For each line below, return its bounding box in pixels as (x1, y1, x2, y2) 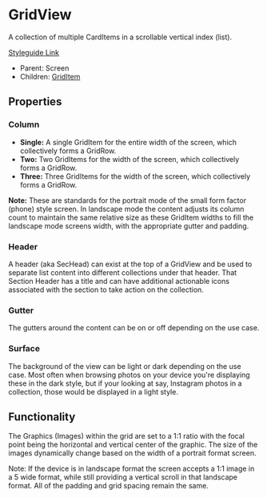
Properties (8, 95, 62, 109)
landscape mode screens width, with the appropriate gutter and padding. (8, 221, 249, 230)
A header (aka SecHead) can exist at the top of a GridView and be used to (8, 259, 253, 269)
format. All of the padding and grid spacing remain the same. (8, 481, 209, 491)
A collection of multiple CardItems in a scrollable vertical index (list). (8, 32, 233, 42)
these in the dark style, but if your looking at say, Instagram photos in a (8, 379, 242, 388)
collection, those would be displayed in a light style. (8, 387, 178, 396)
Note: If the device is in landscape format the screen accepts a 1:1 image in (8, 464, 255, 474)
